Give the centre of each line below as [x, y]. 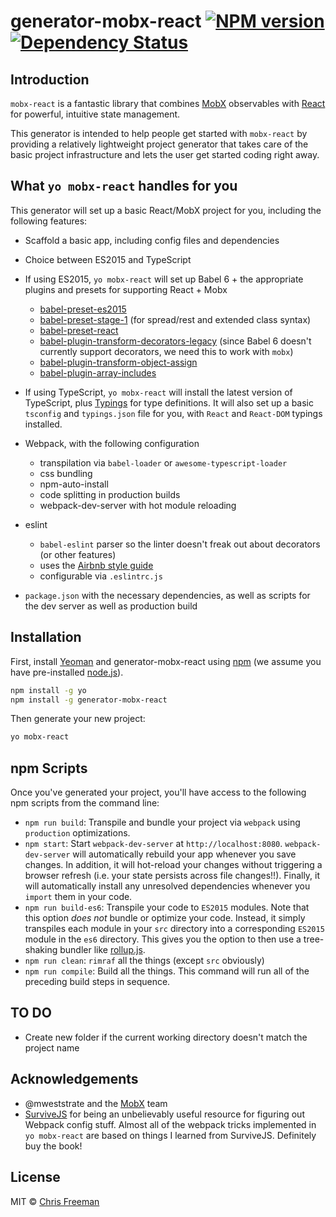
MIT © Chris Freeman [55, 1201]
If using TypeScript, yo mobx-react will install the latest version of [158, 392]
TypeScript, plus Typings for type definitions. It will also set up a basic [169, 402]
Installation [46, 637]
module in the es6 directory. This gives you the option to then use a [163, 939]
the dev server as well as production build [111, 606]
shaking [41, 950]
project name [52, 1047]
